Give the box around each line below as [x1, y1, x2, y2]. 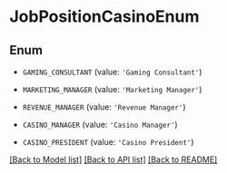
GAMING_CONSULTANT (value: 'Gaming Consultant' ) [22, 66, 202, 77]
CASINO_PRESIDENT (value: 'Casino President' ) [22, 137, 194, 147]
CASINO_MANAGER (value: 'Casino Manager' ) [22, 120, 179, 130]
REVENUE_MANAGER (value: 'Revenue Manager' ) [22, 101, 186, 112]
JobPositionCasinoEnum [9, 6, 200, 27]
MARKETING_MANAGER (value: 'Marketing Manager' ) [22, 84, 202, 94]
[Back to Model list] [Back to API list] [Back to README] [9, 154, 218, 165]
